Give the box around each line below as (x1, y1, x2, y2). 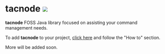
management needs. (5, 24, 48, 30)
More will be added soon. (5, 44, 58, 50)
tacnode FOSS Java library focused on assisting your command (5, 19, 138, 25)
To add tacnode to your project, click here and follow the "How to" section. (5, 34, 160, 40)
